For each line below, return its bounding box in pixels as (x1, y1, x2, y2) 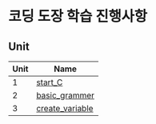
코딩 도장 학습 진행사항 (8, 7, 148, 26)
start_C (35, 77, 63, 88)
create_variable (35, 103, 94, 114)
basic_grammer (35, 90, 94, 101)
